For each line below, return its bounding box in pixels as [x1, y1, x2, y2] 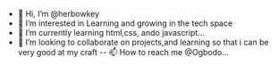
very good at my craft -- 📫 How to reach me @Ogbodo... [17, 47, 230, 57]
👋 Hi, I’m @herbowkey [17, 9, 100, 19]
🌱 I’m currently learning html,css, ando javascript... [17, 28, 206, 37]
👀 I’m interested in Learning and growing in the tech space [17, 18, 233, 29]
